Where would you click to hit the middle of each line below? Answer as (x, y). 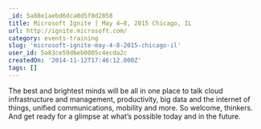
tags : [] (23, 68)
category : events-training (53, 38)
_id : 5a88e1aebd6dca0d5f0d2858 (61, 16)
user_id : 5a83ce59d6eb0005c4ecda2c (68, 53)
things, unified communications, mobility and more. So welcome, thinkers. (130, 107)
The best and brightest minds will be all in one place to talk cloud (116, 91)
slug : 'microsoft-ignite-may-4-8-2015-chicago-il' (95, 46)
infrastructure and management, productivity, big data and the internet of (129, 99)
